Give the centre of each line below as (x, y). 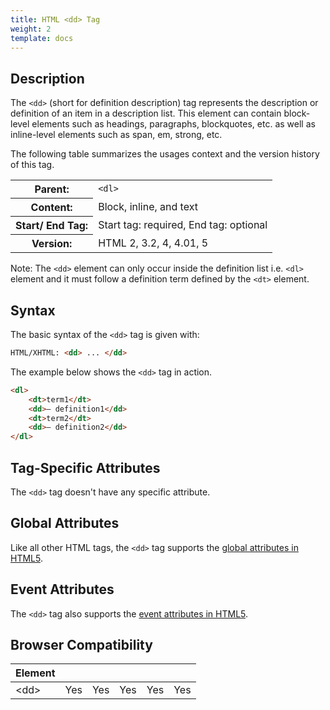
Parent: (52, 189)
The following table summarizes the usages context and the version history (165, 154)
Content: (51, 208)
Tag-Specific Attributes (85, 467)
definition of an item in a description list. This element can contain (146, 113)
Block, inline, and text (148, 207)
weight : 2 (31, 29)
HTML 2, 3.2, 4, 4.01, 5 (153, 243)
